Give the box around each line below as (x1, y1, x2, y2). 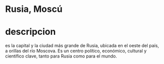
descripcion (5, 26, 56, 38)
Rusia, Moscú (5, 3, 63, 15)
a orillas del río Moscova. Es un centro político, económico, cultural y (5, 48, 147, 54)
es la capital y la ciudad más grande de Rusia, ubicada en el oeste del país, (5, 43, 160, 49)
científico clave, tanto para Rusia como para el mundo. (5, 53, 117, 59)
